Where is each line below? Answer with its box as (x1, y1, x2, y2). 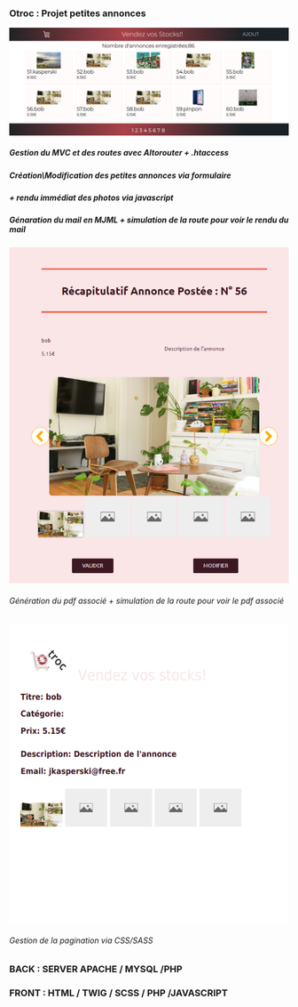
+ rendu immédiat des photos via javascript (9, 192, 174, 203)
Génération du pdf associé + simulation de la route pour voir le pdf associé (9, 595, 285, 606)
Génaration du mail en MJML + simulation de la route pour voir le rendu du (9, 214, 289, 225)
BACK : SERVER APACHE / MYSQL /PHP (9, 963, 184, 976)
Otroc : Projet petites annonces (9, 7, 146, 20)
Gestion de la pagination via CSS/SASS (9, 935, 153, 946)
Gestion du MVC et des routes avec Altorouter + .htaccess (9, 148, 229, 158)
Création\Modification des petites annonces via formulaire (9, 170, 231, 181)
